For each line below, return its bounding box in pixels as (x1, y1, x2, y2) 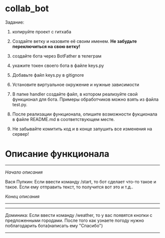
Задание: (5, 19, 25, 25)
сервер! (12, 131, 29, 137)
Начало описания (5, 169, 43, 175)
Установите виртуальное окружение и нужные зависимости (12, 82, 139, 88)
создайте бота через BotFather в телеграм (12, 53, 102, 59)
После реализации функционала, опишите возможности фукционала (12, 111, 158, 117)
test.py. (12, 101, 27, 107)
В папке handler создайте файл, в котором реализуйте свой (12, 91, 138, 97)
